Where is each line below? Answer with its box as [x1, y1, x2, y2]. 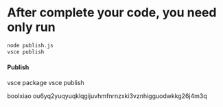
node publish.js [7, 42, 54, 49]
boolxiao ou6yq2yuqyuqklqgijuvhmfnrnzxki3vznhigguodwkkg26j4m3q [7, 91, 207, 100]
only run [7, 19, 56, 35]
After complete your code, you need [7, 5, 217, 21]
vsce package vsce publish [7, 78, 84, 86]
